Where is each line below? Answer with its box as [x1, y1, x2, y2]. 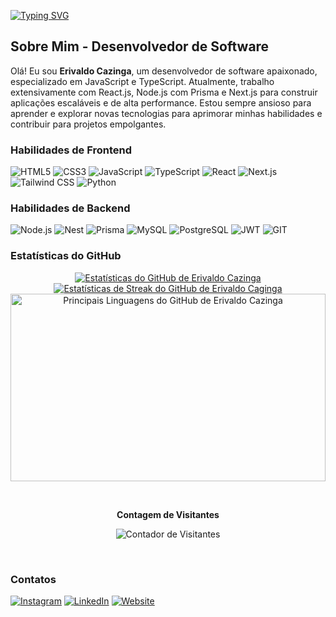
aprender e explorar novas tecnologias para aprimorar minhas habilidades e [10, 107, 323, 119]
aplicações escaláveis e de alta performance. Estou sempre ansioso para [10, 96, 312, 109]
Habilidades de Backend [10, 201, 131, 215]
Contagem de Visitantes [116, 508, 220, 520]
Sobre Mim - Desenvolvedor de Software [10, 38, 270, 55]
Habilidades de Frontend [10, 143, 133, 157]
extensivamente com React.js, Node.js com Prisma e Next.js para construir [10, 86, 318, 98]
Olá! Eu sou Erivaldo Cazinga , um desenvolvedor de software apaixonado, [10, 65, 318, 77]
